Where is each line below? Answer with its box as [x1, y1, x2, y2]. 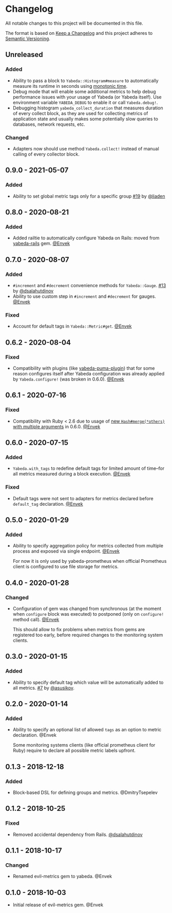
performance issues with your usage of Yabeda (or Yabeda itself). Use [12, 93, 162, 100]
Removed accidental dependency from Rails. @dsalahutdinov [12, 831, 143, 838]
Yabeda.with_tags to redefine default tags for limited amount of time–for [12, 465, 165, 471]
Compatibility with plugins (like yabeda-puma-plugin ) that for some [12, 365, 155, 371]
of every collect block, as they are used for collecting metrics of [12, 110, 148, 116]
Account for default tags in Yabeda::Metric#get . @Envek [12, 323, 132, 329]
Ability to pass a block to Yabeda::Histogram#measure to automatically [12, 78, 159, 84]
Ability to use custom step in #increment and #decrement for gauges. [12, 293, 157, 299]
